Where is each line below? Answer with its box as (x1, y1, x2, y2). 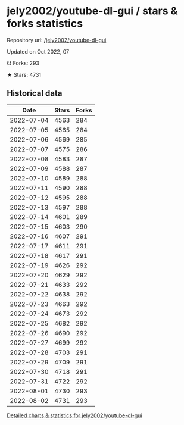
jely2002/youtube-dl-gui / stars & (7, 4, 178, 18)
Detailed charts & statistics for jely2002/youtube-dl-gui (7, 412, 142, 419)
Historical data (7, 88, 63, 99)
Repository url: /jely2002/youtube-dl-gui (7, 36, 107, 43)
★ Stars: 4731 (7, 71, 41, 78)
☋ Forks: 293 (7, 60, 39, 67)
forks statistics (7, 17, 83, 30)
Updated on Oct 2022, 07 (7, 48, 70, 55)
